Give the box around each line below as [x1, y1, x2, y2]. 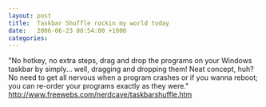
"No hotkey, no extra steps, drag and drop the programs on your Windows [8, 56, 252, 65]
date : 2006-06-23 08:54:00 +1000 [8, 26, 127, 34]
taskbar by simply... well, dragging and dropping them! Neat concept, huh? [8, 65, 254, 74]
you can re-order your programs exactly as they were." [8, 81, 189, 91]
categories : [8, 34, 48, 42]
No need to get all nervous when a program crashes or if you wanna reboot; [8, 73, 258, 82]
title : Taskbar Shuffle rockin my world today [8, 19, 170, 27]
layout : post [8, 11, 52, 20]
